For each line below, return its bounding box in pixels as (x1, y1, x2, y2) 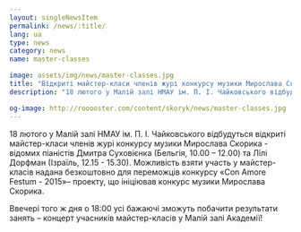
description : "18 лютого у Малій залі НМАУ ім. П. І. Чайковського (9, 87, 267, 97)
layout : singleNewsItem (9, 13, 99, 22)
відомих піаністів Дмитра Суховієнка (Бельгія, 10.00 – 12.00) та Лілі (9, 147, 268, 158)
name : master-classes (9, 55, 90, 64)
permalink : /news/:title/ (9, 21, 106, 30)
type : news (9, 38, 50, 47)
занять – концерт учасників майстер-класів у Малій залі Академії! (9, 212, 262, 223)
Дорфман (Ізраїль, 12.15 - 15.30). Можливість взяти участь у (9, 157, 238, 168)
